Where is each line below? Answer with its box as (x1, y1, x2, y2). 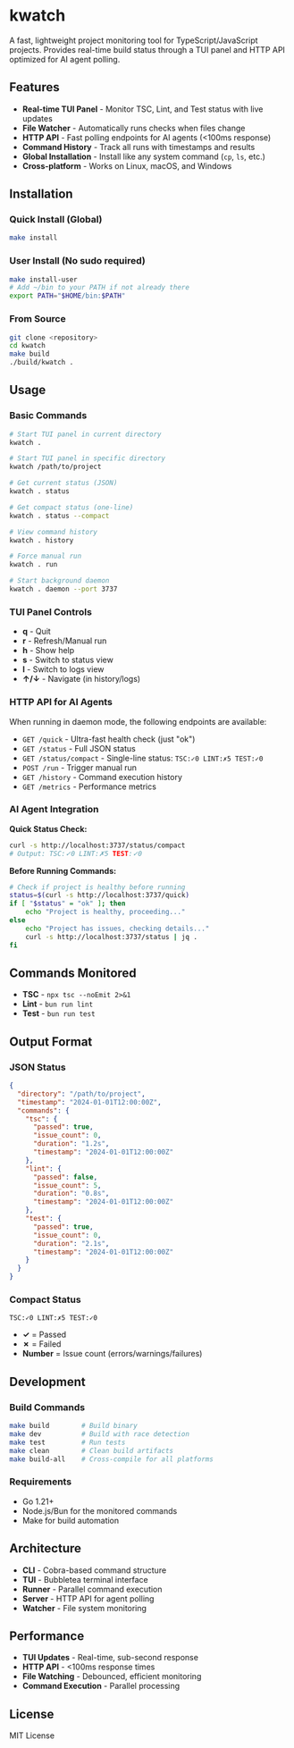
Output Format (9, 1034, 93, 1049)
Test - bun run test (21, 1008, 96, 1019)
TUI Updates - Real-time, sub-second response (21, 1652, 199, 1663)
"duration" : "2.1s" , (32, 1239, 110, 1248)
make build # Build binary (9, 1422, 139, 1431)
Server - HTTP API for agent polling (21, 1593, 155, 1604)
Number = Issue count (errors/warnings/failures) (21, 1349, 203, 1359)
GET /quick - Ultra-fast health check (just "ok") (21, 734, 196, 744)
